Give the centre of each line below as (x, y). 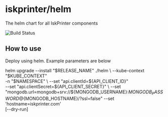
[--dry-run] (17, 109)
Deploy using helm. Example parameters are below (58, 61)
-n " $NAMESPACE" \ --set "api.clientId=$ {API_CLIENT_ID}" (67, 81)
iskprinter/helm (38, 9)
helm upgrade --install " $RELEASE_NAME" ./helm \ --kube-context (75, 70)
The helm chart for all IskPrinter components (52, 23)
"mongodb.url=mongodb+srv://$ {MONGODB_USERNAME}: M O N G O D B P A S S (84, 92)
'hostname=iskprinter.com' (33, 103)
